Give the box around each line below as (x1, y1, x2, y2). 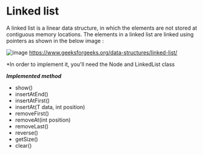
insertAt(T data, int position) (15, 103, 85, 110)
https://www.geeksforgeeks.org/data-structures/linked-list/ (29, 48, 178, 56)
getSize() (15, 135, 38, 143)
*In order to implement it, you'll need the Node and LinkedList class (6, 61, 175, 68)
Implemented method (6, 72, 62, 79)
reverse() (15, 129, 38, 136)
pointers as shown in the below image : (6, 37, 104, 44)
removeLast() (15, 122, 49, 130)
